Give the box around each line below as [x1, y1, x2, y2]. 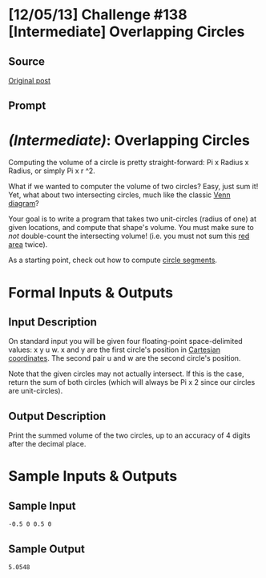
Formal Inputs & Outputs [8, 283, 174, 301]
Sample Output [8, 542, 86, 556]
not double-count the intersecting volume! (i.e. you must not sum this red [8, 231, 250, 241]
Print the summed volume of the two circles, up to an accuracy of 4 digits [8, 430, 251, 440]
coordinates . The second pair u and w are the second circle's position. [8, 354, 241, 363]
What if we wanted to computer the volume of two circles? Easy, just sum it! [8, 182, 259, 192]
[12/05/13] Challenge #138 [8, 6, 187, 24]
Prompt [8, 99, 46, 113]
